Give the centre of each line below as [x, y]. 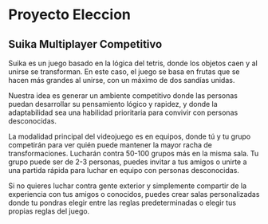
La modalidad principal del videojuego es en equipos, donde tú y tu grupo [130, 136]
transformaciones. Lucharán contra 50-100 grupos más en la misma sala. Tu [134, 153]
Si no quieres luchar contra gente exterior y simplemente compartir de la [128, 186]
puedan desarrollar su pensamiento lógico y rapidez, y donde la [113, 104]
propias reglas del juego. [49, 211]
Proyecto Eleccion [70, 15]
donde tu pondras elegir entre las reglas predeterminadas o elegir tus [122, 202]
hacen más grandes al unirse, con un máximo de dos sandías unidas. [122, 80]
